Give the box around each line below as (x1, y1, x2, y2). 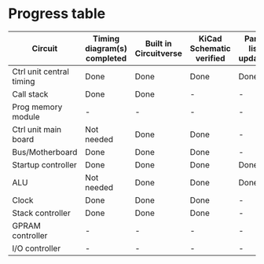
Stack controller (12, 207, 71, 218)
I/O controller (12, 243, 61, 254)
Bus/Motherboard (12, 146, 78, 157)
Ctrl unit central (12, 66, 69, 77)
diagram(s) (85, 42, 128, 53)
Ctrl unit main (12, 123, 62, 134)
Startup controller (12, 159, 77, 170)
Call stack (12, 88, 49, 99)
